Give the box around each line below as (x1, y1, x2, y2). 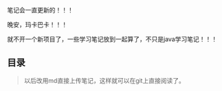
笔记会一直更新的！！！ (7, 6, 74, 14)
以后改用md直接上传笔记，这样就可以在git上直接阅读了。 (23, 76, 186, 84)
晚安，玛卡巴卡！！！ (7, 21, 67, 29)
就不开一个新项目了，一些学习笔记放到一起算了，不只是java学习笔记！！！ (7, 35, 218, 43)
